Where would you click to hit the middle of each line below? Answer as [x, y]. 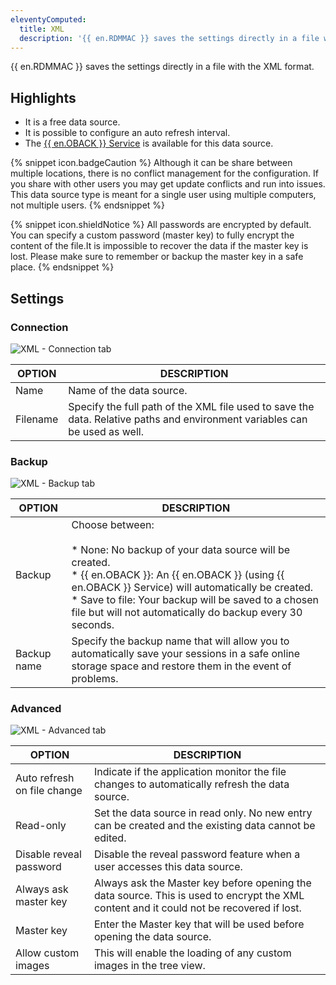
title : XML [42, 29]
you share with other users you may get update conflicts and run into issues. [168, 184]
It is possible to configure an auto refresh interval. [127, 133]
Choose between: [113, 525]
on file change [49, 791]
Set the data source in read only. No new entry [203, 813]
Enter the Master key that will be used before [199, 924]
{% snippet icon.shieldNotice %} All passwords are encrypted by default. [161, 225]
